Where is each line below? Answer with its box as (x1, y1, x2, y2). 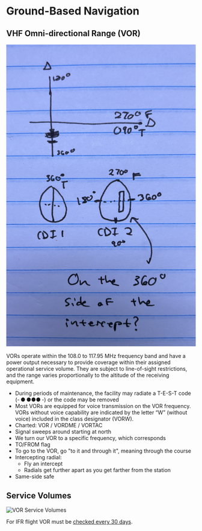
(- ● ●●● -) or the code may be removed (14, 396, 119, 403)
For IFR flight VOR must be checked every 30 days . (6, 518, 133, 526)
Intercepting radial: (14, 454, 62, 461)
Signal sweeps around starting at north (14, 428, 111, 435)
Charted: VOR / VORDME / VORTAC (14, 422, 103, 429)
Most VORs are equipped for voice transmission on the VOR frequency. (14, 403, 191, 410)
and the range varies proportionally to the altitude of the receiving (6, 372, 170, 379)
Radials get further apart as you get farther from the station (23, 467, 171, 474)
